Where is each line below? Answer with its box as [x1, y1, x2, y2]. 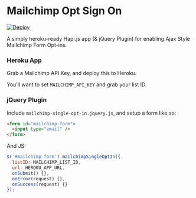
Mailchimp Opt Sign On [6, 4, 122, 18]
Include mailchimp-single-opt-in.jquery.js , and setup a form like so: [6, 109, 177, 116]
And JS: [6, 142, 26, 150]
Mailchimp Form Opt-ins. [6, 41, 67, 48]
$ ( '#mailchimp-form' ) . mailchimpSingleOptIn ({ [6, 154, 120, 160]
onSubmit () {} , [12, 170, 50, 176]
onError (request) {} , [12, 176, 66, 181]
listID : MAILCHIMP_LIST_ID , [12, 160, 81, 165]
